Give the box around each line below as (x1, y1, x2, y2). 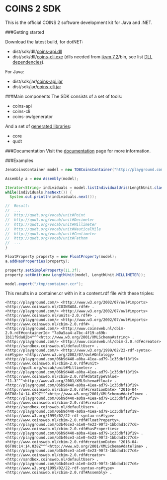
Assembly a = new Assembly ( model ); (5, 176, 79, 181)
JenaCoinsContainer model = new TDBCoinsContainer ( (5, 167, 114, 172)
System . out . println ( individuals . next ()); (9, 194, 97, 199)
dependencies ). (12, 59, 45, 65)
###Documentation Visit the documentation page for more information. (5, 148, 151, 154)
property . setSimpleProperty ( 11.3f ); (5, 268, 81, 273)
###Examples (5, 158, 34, 163)
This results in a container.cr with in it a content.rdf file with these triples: (5, 290, 155, 297)
